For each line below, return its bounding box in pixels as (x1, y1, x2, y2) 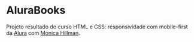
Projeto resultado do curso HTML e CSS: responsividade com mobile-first (6, 23, 188, 30)
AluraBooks (6, 4, 66, 17)
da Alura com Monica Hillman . (6, 29, 81, 36)
